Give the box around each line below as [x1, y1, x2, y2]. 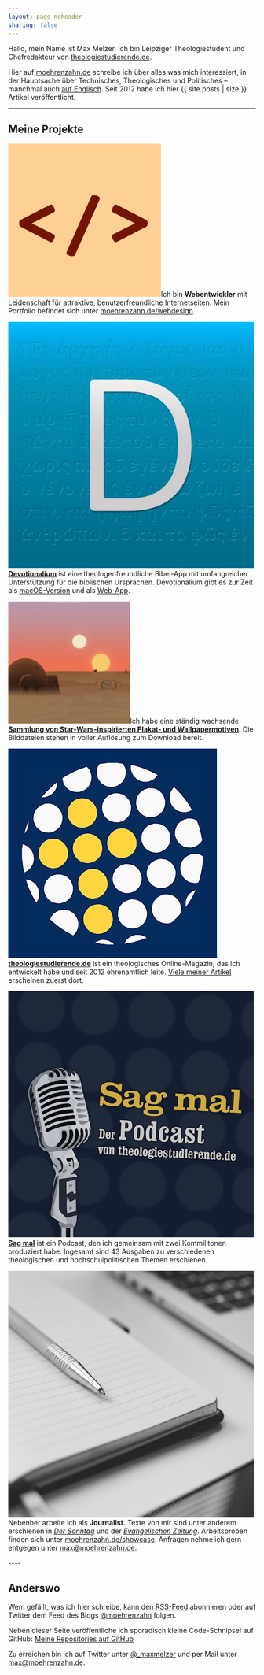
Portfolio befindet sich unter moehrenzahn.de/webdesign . [8, 306, 196, 316]
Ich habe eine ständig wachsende [130, 717, 240, 726]
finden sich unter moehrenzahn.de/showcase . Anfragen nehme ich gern [8, 1535, 242, 1544]
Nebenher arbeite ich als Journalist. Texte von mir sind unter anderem [8, 1518, 237, 1528]
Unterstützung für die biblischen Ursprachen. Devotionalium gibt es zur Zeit [8, 577, 254, 587]
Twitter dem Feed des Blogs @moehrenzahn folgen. [8, 1610, 177, 1620]
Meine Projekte [8, 122, 84, 135]
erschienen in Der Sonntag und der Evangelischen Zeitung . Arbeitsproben [8, 1526, 248, 1536]
